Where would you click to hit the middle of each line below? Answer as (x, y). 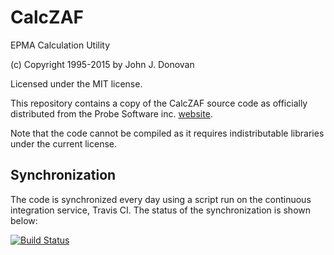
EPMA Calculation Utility (60, 45)
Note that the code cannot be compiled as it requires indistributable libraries (167, 133)
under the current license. (64, 143)
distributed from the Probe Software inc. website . (111, 113)
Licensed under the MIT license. (76, 83)
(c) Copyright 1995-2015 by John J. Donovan (102, 64)
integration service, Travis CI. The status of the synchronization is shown (160, 210)
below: (24, 220)
